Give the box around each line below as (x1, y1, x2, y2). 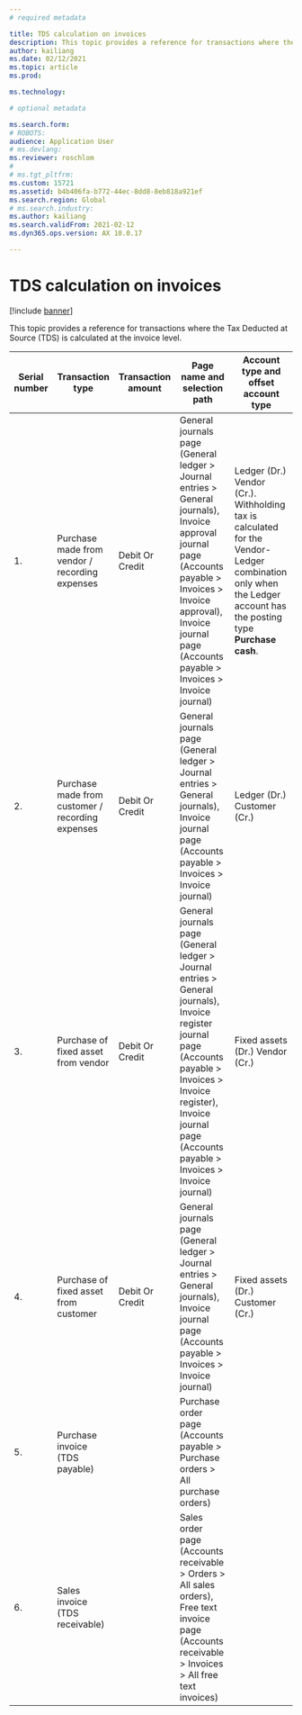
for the (234, 532, 263, 545)
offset (248, 375, 275, 388)
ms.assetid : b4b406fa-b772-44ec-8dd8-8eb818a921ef (9, 186, 203, 196)
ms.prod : (9, 71, 42, 81)
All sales (179, 1578, 216, 1591)
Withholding (234, 498, 286, 510)
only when (234, 577, 279, 590)
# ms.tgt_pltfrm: (9, 170, 75, 179)
